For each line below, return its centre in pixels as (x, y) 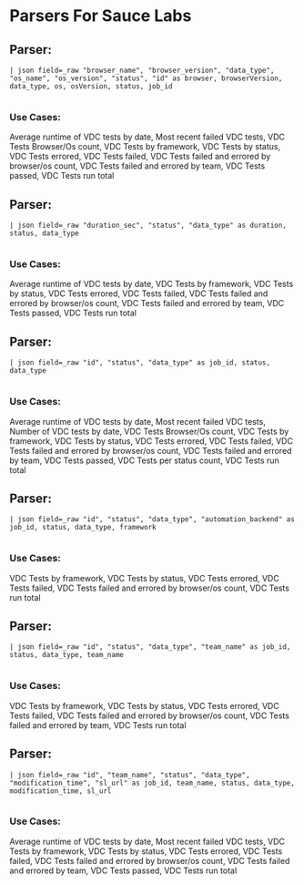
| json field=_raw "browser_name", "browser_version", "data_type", (142, 70)
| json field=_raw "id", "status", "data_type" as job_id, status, (140, 363)
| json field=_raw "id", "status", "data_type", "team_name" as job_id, (150, 647)
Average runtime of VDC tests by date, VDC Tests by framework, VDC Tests (152, 284)
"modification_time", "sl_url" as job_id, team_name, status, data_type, (152, 783)
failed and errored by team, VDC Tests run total (98, 725)
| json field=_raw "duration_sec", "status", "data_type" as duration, (148, 226)
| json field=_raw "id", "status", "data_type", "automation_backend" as (152, 520)
